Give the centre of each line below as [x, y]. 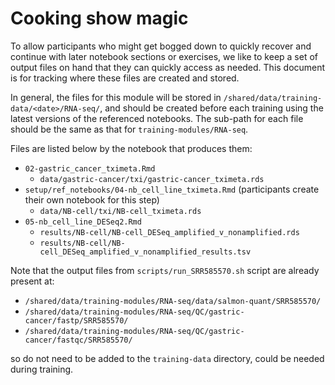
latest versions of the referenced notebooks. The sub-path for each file [157, 118]
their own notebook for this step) [92, 199]
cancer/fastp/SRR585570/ [76, 320]
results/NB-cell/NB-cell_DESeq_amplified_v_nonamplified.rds [169, 232]
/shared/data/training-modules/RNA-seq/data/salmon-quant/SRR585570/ [173, 301]
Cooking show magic [99, 18]
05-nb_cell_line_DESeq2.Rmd [83, 222]
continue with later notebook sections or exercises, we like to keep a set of [164, 56]
